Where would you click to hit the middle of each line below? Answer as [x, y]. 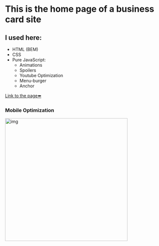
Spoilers [28, 70]
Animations [31, 65]
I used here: [23, 38]
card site [23, 19]
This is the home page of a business [80, 9]
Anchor [27, 86]
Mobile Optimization [30, 110]
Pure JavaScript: [29, 60]
